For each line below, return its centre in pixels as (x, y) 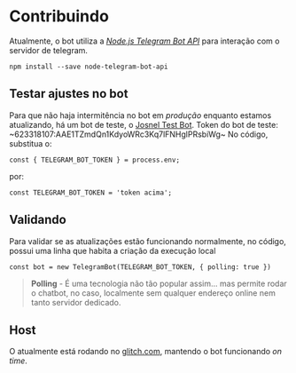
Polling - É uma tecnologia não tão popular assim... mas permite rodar (159, 283)
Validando (38, 220)
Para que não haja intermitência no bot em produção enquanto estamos (140, 115)
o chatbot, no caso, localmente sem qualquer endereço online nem (153, 293)
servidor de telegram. (49, 50)
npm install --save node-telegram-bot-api (89, 67)
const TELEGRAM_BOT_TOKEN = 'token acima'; (91, 193)
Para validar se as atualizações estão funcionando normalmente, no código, (148, 241)
